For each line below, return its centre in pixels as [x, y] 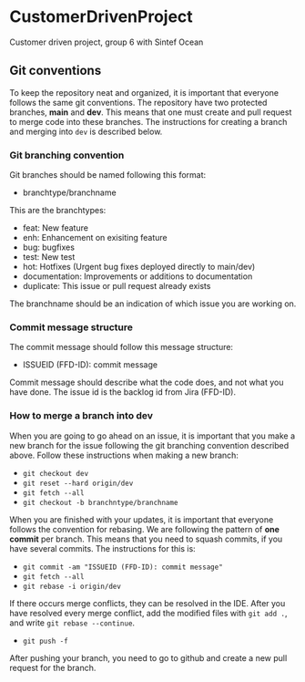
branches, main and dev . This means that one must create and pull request [151, 112]
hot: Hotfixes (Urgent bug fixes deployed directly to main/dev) [139, 267]
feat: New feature [56, 228]
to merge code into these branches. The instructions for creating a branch [148, 121]
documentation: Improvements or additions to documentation [137, 276]
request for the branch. [53, 667]
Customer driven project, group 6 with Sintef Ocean [107, 42]
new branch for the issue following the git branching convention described [149, 445]
